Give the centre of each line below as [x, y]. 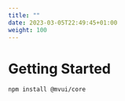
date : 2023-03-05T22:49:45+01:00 [63, 23]
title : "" [24, 15]
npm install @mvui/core [47, 90]
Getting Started [60, 69]
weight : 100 [28, 30]
